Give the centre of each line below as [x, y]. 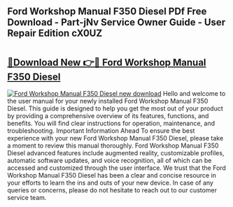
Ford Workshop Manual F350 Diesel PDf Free [107, 12]
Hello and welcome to [194, 93]
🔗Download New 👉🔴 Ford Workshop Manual [107, 62]
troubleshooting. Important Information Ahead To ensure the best [101, 131]
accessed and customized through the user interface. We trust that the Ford [116, 168]
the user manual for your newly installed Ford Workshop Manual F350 [108, 101]
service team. [27, 198]
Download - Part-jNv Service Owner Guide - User [116, 23]
